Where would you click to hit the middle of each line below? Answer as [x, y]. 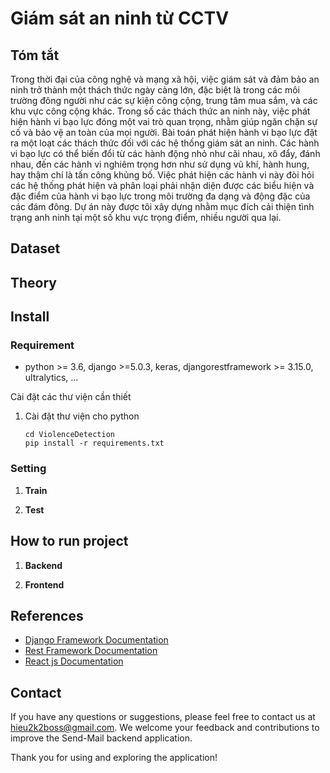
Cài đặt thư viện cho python [82, 416]
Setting [28, 469]
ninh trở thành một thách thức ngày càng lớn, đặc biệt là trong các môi [155, 90]
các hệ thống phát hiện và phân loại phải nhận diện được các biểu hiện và [162, 185]
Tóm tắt [35, 55]
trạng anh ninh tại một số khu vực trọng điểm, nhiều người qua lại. [146, 217]
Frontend [44, 584]
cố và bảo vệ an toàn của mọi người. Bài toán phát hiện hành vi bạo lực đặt [164, 132]
